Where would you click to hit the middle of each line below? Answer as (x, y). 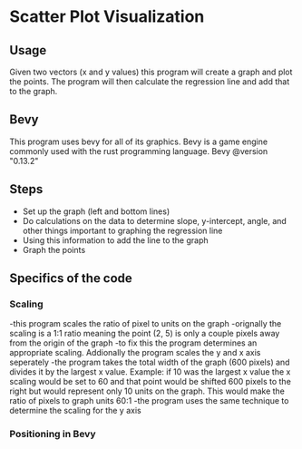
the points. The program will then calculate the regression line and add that (150, 82)
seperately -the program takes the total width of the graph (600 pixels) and (150, 362)
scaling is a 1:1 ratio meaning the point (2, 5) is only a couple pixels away (145, 334)
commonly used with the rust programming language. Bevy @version (139, 151)
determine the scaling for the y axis (76, 411)
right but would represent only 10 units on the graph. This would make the (147, 391)
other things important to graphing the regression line (122, 230)
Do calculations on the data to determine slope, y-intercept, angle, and (155, 220)
